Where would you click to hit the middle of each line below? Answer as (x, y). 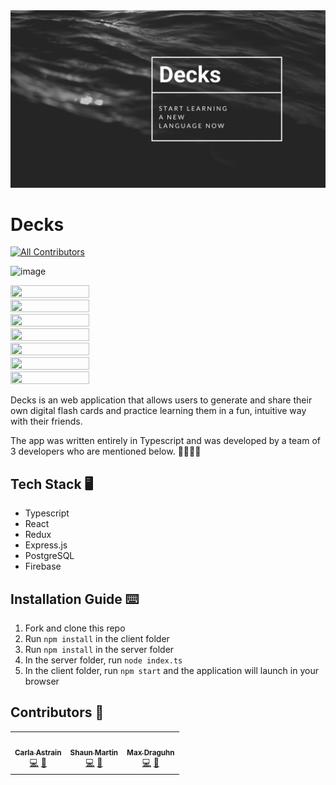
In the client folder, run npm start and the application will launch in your (171, 671)
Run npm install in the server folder (99, 650)
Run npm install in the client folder (97, 639)
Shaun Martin (94, 752)
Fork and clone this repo (75, 628)
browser (42, 681)
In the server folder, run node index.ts (103, 660)
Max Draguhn (150, 752)
